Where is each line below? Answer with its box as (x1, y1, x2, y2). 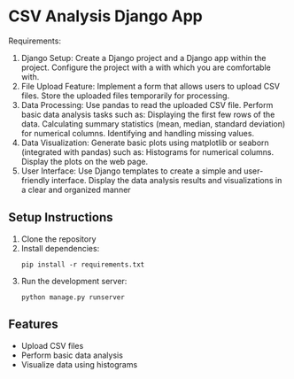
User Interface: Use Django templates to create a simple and (20, 166, 243, 176)
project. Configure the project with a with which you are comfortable (20, 62, 271, 73)
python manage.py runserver (20, 292, 125, 302)
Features (8, 317, 58, 332)
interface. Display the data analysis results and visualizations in (51, 174, 282, 185)
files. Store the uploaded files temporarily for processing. (20, 90, 230, 101)
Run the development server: (20, 275, 128, 286)
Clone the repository (20, 233, 97, 244)
